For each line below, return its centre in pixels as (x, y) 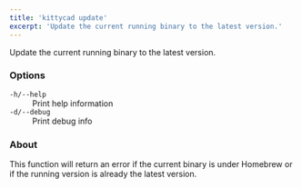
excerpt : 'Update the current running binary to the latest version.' (146, 26)
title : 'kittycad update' (58, 18)
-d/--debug (30, 112)
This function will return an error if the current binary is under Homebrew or (151, 164)
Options (27, 75)
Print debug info (62, 121)
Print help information (73, 103)
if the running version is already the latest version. (103, 174)
